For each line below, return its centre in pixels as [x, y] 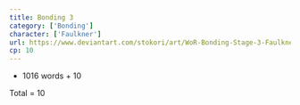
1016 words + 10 [52, 76]
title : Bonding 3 [42, 17]
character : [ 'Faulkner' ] [55, 34]
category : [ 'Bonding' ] [51, 26]
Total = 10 [27, 93]
